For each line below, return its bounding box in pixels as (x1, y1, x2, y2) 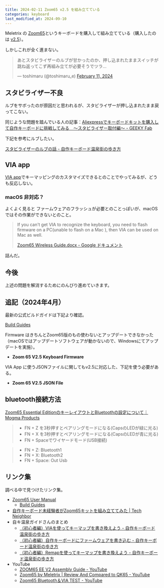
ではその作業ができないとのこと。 (5, 212, 74, 218)
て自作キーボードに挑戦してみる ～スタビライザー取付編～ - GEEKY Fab (5, 125, 153, 131)
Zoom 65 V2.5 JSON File (12, 380, 64, 386)
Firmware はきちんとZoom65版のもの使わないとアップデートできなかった (5, 332, 154, 338)
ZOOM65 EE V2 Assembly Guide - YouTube (19, 566, 108, 572)
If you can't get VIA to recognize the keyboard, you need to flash (17, 221, 148, 228)
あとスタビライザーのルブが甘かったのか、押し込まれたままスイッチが (17, 57, 159, 63)
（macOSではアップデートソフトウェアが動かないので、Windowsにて (5, 338, 146, 343)
